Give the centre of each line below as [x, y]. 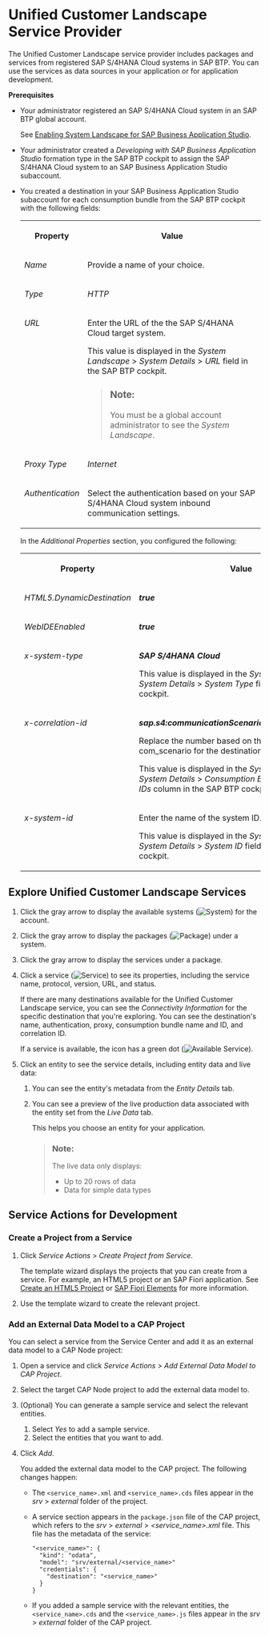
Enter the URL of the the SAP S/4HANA [161, 323]
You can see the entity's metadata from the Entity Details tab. [133, 1088]
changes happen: [49, 1477]
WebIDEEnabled [54, 626]
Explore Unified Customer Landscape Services [127, 892]
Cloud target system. [126, 332]
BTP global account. [53, 119]
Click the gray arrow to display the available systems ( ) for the [139, 911]
